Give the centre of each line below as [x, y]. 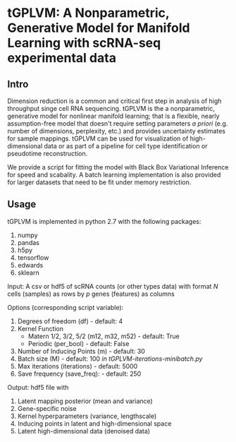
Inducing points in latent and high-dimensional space [94, 423]
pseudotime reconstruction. [48, 154]
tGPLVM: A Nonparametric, [88, 13]
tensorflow [33, 257]
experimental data [62, 58]
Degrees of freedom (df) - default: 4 [70, 321]
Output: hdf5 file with [38, 387]
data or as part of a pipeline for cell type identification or [126, 146]
